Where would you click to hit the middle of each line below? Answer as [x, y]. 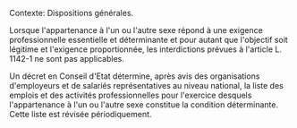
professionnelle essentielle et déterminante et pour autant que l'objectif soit [148, 40]
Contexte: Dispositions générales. [72, 13]
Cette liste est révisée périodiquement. [81, 114]
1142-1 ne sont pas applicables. [67, 59]
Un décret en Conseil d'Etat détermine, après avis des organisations [135, 76]
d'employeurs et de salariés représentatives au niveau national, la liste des [146, 85]
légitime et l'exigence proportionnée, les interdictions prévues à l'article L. [145, 49]
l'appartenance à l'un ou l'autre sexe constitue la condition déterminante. [144, 105]
